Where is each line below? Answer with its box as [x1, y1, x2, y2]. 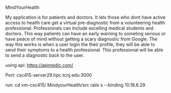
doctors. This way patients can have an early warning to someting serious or [5, 31, 166, 36]
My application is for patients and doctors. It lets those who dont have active [5, 14, 166, 20]
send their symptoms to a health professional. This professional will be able [5, 47, 164, 53]
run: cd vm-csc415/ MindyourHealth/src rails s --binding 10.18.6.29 [5, 82, 146, 88]
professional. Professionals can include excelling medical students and [5, 25, 154, 31]
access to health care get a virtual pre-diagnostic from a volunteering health [5, 20, 165, 26]
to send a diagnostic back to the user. [5, 52, 84, 58]
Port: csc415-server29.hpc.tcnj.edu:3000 [5, 72, 93, 78]
